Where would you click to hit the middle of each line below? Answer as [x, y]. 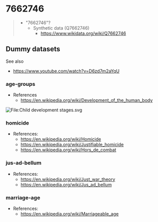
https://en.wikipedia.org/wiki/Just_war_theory [68, 179]
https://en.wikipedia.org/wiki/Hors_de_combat [68, 150]
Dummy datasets [33, 49]
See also [15, 61]
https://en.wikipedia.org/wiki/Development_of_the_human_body [87, 100]
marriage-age [23, 197]
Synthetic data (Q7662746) [61, 28]
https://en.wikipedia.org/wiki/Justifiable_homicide [72, 145]
